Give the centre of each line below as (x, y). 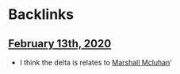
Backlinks (41, 15)
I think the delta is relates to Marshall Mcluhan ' (96, 62)
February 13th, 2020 (60, 44)
